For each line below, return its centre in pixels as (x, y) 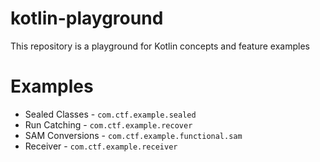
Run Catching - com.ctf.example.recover (108, 124)
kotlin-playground (87, 18)
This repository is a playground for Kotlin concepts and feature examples (160, 46)
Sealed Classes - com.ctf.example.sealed (110, 114)
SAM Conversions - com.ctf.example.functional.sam (133, 135)
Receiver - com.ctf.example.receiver (101, 146)
